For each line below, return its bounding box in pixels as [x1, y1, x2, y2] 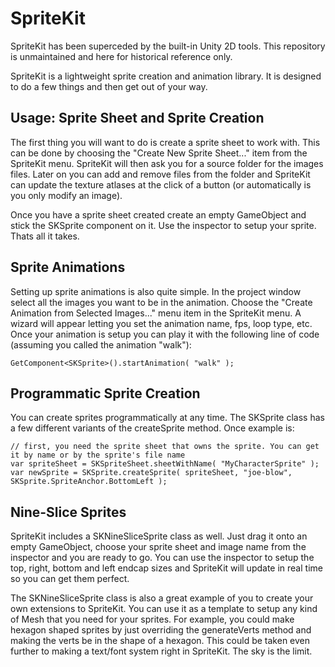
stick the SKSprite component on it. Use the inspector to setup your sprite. [10, 219, 317, 231]
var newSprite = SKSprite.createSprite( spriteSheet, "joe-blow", [10, 468, 293, 478]
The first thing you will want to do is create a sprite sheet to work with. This [10, 136, 321, 148]
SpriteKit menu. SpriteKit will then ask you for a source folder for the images [10, 157, 324, 169]
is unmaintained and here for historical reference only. [10, 50, 233, 62]
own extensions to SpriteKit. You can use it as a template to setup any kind [10, 603, 318, 615]
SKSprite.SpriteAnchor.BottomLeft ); [10, 477, 168, 487]
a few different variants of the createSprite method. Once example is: [10, 422, 295, 434]
